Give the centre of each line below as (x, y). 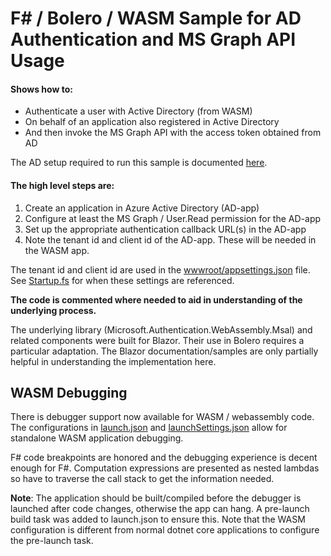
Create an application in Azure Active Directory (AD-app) (142, 208)
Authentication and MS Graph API (153, 39)
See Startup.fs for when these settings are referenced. (122, 280)
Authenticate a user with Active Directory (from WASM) (138, 111)
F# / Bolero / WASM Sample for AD (156, 18)
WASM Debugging (69, 392)
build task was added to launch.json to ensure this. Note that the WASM (158, 519)
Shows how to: (41, 89)
